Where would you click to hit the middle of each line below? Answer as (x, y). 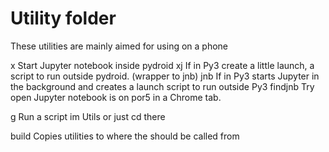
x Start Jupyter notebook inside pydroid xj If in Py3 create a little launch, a (162, 65)
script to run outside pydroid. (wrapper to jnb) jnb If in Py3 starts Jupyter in (165, 76)
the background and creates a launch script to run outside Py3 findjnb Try (162, 86)
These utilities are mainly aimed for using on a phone (119, 46)
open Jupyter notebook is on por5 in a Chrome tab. (116, 97)
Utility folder (63, 18)
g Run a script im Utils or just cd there (88, 116)
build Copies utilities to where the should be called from (125, 136)
